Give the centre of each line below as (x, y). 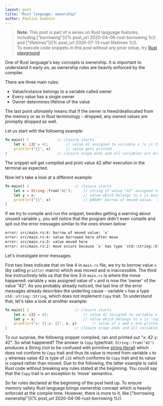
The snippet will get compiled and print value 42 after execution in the (75, 163)
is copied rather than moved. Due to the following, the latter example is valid (81, 363)
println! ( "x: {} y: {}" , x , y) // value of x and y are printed (87, 323)
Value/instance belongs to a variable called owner (62, 92)
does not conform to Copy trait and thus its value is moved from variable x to (81, 353)
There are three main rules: (32, 82)
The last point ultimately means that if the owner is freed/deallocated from (79, 111)
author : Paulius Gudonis (30, 18)
